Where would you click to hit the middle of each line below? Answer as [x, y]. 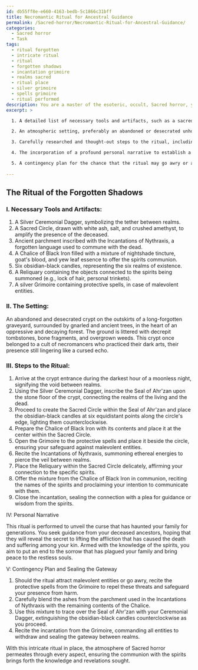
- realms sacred [31, 77]
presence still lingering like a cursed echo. [57, 350]
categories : [21, 28]
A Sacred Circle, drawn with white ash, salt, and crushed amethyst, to [99, 228]
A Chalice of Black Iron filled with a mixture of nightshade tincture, [95, 253]
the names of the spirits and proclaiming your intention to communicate [101, 485]
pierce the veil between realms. [53, 459]
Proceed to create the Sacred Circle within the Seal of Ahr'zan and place [103, 409]
